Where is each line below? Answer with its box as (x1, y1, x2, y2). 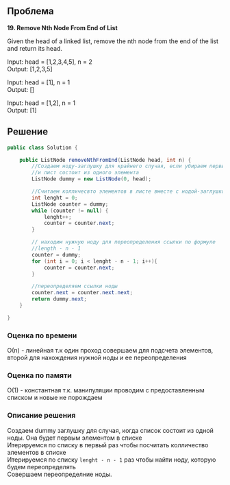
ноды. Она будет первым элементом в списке (7, 434, 142, 442)
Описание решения (7, 411, 76, 421)
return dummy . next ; (31, 296, 88, 303)
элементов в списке (7, 448, 66, 456)
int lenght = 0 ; (31, 194, 78, 201)
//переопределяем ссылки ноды (31, 283, 118, 290)
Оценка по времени (7, 331, 77, 340)
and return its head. (7, 44, 63, 52)
